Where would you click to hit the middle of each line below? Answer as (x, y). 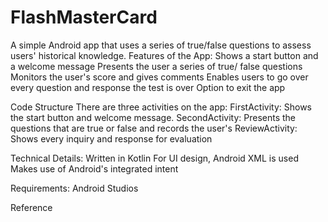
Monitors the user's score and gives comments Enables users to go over (159, 77)
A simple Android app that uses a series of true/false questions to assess (161, 45)
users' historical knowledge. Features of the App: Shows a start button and (164, 55)
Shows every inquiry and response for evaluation (111, 138)
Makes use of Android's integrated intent (94, 168)
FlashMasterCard (84, 17)
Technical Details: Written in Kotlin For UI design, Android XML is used (154, 158)
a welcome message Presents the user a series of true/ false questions (156, 66)
